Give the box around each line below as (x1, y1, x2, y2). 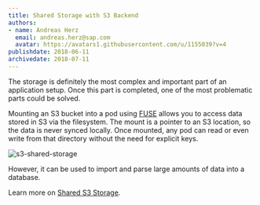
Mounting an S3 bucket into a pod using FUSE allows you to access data (8, 108, 243, 118)
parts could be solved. (8, 93, 81, 103)
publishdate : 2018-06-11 (8, 48, 90, 56)
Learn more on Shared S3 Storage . (8, 188, 121, 197)
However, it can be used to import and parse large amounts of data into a (8, 164, 245, 174)
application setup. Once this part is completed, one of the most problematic (8, 85, 253, 94)
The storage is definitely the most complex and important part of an (8, 76, 227, 86)
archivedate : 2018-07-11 (8, 56, 90, 64)
